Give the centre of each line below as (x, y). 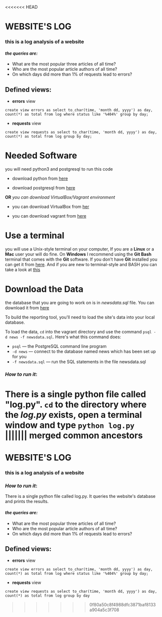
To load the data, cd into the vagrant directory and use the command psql (78, 332)
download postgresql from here (43, 188)
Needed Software (41, 156)
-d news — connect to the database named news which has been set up (84, 351)
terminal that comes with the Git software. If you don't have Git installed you (81, 259)
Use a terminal (35, 236)
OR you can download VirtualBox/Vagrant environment (60, 197)
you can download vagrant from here (49, 216)
